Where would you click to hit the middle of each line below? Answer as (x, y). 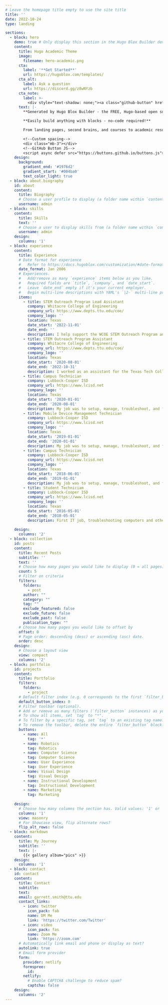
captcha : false (43, 985)
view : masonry (33, 818)
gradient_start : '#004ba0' (51, 172)
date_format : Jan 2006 (42, 269)
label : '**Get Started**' (50, 70)
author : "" (34, 595)
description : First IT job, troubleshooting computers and (90, 520)
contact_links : (34, 902)
